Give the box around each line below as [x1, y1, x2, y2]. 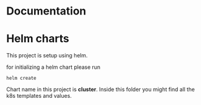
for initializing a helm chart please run [6, 63, 101, 71]
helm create [6, 75, 36, 81]
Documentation [6, 4, 87, 18]
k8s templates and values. [6, 92, 72, 100]
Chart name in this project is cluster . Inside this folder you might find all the [6, 86, 196, 93]
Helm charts [6, 32, 70, 46]
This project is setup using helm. [6, 52, 88, 59]
